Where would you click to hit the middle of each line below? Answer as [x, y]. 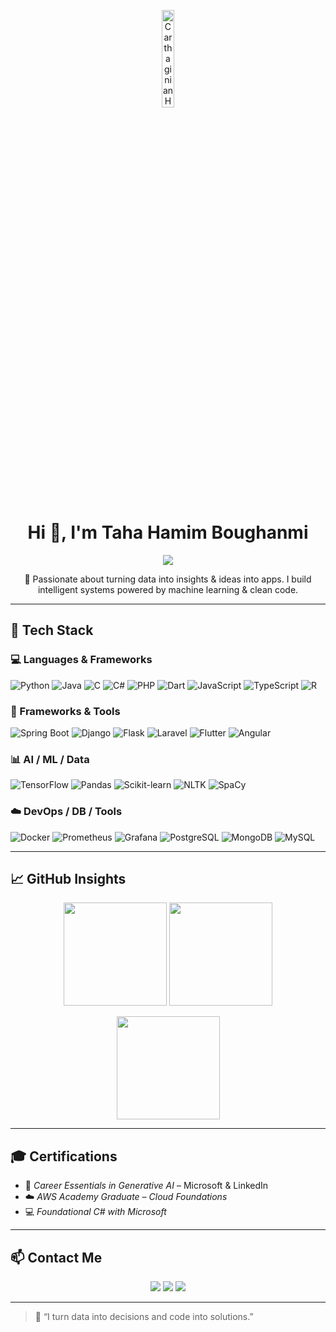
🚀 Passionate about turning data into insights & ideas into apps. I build [168, 579]
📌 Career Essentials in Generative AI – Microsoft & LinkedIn [146, 1186]
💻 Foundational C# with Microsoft [95, 1212]
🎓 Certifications [64, 1156]
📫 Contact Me [56, 1257]
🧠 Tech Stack [52, 630]
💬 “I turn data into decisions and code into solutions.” [144, 1316]
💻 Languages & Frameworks [81, 660]
